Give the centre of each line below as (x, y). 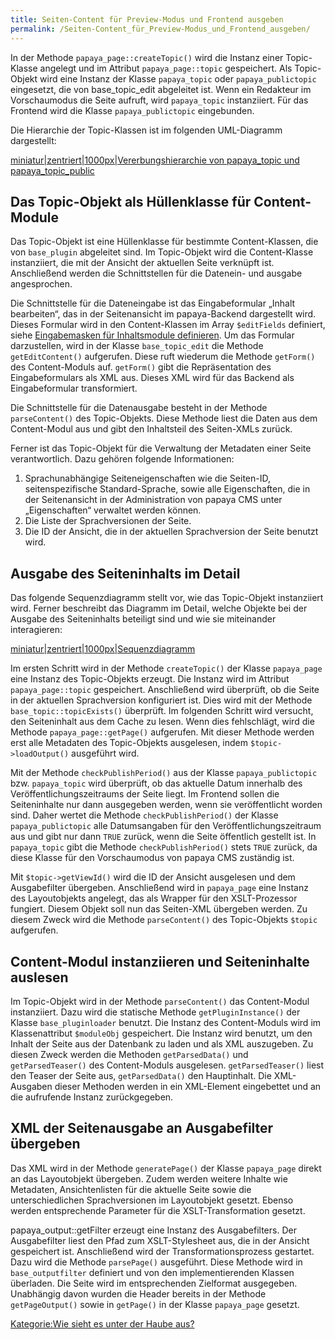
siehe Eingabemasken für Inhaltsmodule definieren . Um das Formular (152, 335)
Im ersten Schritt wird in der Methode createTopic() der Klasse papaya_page (166, 668)
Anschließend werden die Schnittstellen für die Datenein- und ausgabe (156, 273)
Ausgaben (31, 1086)
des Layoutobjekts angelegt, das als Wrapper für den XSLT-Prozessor (154, 898)
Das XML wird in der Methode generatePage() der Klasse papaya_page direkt (166, 1168)
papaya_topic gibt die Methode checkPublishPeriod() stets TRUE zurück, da (164, 847)
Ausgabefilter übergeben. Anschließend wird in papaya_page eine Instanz (159, 888)
